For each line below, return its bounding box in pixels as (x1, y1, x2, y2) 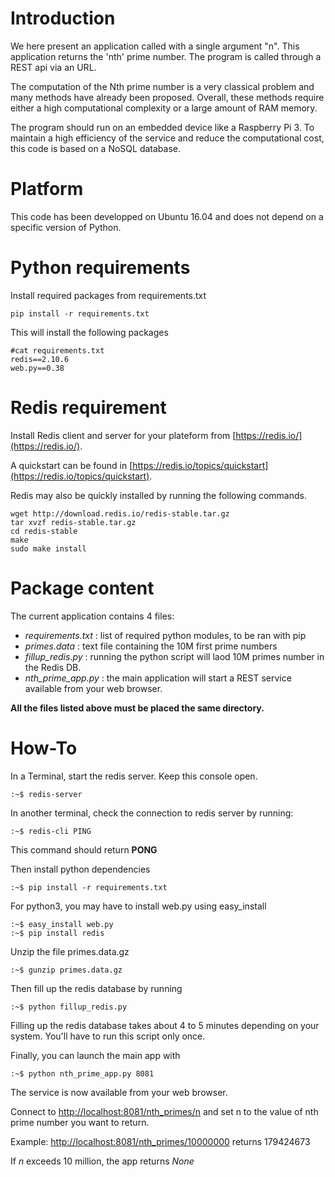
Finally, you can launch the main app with (10, 1049, 181, 1061)
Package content (10, 577, 155, 599)
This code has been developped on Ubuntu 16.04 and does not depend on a (10, 210, 324, 222)
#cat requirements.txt (10, 345, 105, 356)
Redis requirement (10, 397, 167, 419)
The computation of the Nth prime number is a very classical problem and (10, 80, 315, 92)
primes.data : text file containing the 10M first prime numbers (24, 640, 278, 652)
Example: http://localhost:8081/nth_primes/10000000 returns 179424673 (10, 1135, 311, 1147)
